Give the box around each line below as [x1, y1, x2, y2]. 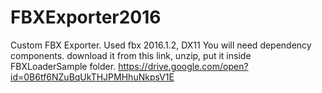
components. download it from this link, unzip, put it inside [10, 49, 252, 61]
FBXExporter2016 [10, 6, 162, 29]
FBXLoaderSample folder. [10, 60, 117, 72]
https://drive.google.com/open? [118, 60, 249, 72]
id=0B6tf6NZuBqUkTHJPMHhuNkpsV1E [10, 71, 175, 83]
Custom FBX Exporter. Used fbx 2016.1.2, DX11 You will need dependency [10, 39, 312, 51]
